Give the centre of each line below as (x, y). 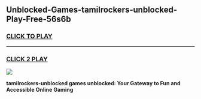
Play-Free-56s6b (39, 19)
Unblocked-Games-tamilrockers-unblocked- (92, 10)
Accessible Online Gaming (40, 89)
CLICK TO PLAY (29, 37)
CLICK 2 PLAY (27, 59)
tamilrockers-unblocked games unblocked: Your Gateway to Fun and (93, 83)
